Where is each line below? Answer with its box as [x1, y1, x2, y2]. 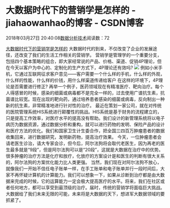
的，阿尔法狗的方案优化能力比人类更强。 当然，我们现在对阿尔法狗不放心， [6, 159, 162, 165]
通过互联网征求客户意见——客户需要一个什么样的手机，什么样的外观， [19, 71, 165, 77]
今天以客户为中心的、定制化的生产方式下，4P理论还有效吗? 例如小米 [10, 64, 158, 71]
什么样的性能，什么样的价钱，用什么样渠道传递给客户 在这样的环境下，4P [6, 77, 158, 83]
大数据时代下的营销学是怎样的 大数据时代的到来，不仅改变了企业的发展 [6, 45, 153, 51]
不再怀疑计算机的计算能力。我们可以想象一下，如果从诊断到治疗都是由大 [10, 172, 160, 178]
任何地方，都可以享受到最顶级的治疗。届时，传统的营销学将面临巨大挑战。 [10, 184, 165, 190]
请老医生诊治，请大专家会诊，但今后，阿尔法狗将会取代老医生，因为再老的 [6, 140, 160, 146]
